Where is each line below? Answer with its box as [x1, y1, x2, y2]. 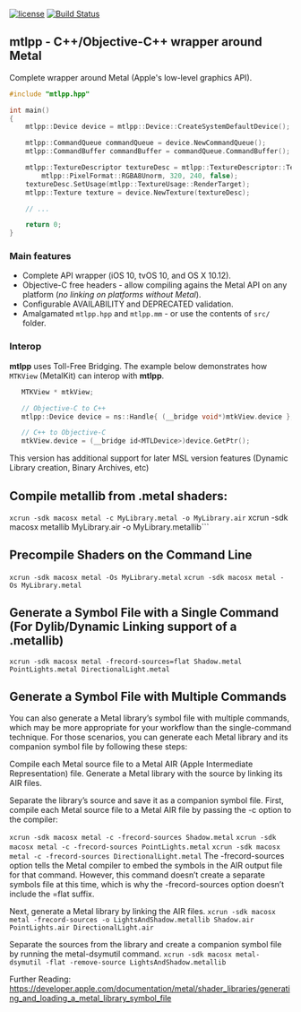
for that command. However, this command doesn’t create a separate [9, 869, 266, 880]
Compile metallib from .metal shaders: [9, 489, 228, 504]
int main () [9, 106, 50, 115]
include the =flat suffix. [9, 888, 95, 900]
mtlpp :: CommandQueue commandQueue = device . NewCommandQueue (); [25, 139, 267, 148]
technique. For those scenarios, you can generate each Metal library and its [9, 731, 288, 743]
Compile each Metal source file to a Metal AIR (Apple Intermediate [9, 758, 254, 770]
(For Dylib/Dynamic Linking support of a [9, 619, 237, 635]
